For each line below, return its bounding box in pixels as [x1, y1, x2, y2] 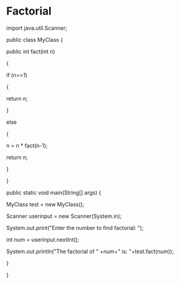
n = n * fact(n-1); [6, 141, 48, 149]
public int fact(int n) [6, 47, 56, 55]
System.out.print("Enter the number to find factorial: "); [6, 224, 144, 231]
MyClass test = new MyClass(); [6, 200, 85, 208]
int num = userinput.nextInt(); [6, 235, 80, 243]
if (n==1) [6, 71, 28, 78]
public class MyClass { [6, 36, 63, 43]
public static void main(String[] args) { [6, 189, 101, 196]
